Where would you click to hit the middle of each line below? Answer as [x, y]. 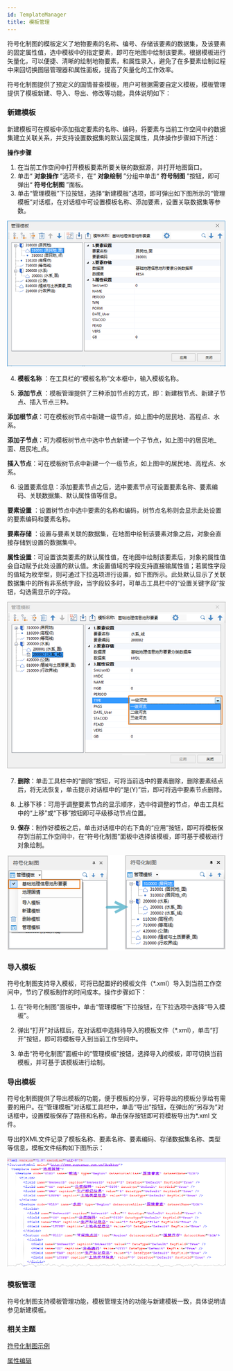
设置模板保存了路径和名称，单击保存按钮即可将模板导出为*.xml [120, 1116]
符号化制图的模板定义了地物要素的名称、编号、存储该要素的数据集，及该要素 [116, 43]
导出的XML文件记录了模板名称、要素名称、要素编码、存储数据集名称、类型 [114, 1139]
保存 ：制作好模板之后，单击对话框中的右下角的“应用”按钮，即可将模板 [117, 827]
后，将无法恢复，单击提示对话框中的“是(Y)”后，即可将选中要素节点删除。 [121, 789]
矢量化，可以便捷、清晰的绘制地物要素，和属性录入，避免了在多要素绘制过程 [116, 61]
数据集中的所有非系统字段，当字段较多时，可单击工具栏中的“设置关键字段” [113, 583]
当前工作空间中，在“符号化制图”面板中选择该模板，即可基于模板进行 [127, 836]
